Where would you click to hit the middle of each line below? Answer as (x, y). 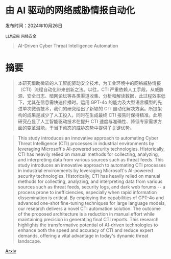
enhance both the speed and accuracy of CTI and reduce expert (86, 230)
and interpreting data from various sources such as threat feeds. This (91, 159)
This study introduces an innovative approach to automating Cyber (88, 138)
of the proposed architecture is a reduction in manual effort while (86, 214)
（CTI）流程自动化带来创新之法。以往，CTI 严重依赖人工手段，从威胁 (91, 89)
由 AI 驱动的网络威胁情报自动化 (70, 10)
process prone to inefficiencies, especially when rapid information (87, 192)
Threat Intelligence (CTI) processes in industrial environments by (86, 143)
